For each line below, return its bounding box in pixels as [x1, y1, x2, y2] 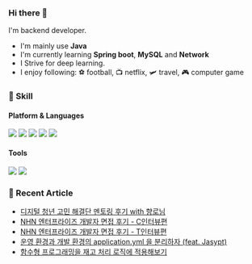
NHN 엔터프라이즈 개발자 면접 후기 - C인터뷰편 [19, 216, 168, 226]
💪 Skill [8, 90, 34, 102]
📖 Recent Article [8, 187, 73, 199]
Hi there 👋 [8, 7, 48, 19]
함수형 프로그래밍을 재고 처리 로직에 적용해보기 [19, 246, 167, 257]
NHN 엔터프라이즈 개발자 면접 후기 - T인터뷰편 [19, 226, 167, 237]
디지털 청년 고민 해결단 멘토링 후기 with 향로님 [19, 206, 166, 216]
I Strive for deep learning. [19, 58, 105, 68]
